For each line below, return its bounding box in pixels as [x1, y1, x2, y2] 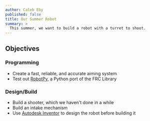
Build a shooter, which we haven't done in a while [12, 100, 114, 106]
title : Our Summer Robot [5, 16, 57, 21]
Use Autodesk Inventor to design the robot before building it [12, 110, 136, 116]
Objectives [5, 44, 40, 53]
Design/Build [5, 88, 37, 95]
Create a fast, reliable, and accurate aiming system [12, 70, 117, 76]
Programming [5, 59, 39, 66]
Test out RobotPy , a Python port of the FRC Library [12, 76, 117, 82]
